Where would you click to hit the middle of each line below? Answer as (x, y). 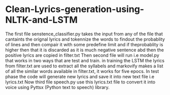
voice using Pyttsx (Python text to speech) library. (58, 87)
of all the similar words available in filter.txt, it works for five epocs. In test (82, 71)
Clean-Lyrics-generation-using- (75, 9)
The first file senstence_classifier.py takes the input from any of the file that (84, 34)
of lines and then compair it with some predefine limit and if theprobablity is (84, 44)
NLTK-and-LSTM (41, 20)
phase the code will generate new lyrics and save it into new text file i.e (80, 76)
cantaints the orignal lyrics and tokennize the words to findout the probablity (85, 39)
